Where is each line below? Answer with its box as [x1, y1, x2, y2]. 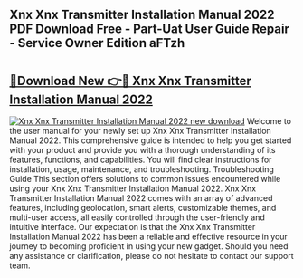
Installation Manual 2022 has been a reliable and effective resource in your [9, 231, 288, 242]
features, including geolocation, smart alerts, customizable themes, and [9, 203, 277, 213]
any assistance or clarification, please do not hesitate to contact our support [9, 251, 294, 261]
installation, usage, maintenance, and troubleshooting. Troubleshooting [9, 164, 274, 175]
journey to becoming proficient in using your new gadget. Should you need [9, 241, 289, 252]
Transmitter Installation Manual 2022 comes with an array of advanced [9, 193, 273, 203]
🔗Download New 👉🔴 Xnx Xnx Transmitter [9, 72, 251, 89]
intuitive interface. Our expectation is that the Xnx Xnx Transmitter [9, 222, 256, 232]
